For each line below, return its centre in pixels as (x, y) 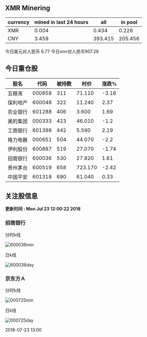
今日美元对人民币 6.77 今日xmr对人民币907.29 (52, 51)
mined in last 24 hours (61, 22)
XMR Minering (28, 8)
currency (19, 22)
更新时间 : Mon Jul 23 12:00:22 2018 (43, 209)
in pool (129, 22)
